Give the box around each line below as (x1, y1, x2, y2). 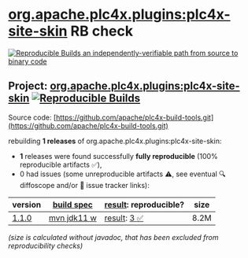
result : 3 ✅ (104, 212, 144, 223)
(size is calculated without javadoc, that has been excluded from (8, 232, 219, 241)
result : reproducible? (104, 199, 185, 210)
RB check (70, 22, 134, 40)
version (12, 199, 42, 210)
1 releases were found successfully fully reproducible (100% (19, 151, 218, 160)
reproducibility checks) (8, 241, 83, 250)
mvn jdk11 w (48, 212, 97, 223)
